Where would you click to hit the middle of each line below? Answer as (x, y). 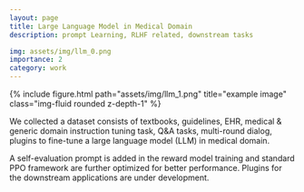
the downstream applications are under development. (109, 177)
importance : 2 (36, 60)
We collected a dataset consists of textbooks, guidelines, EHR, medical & (146, 121)
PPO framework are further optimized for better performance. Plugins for (146, 168)
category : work (38, 68)
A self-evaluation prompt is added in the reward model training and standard (152, 158)
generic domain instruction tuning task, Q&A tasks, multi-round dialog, (141, 131)
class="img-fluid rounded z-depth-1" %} (85, 104)
